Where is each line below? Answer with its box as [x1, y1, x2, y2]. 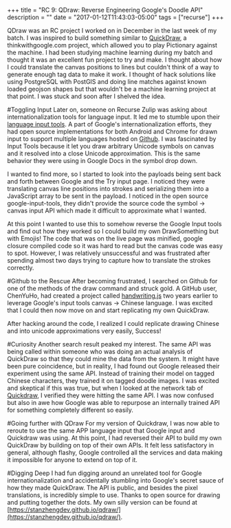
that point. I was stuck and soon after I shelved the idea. [7, 92, 166, 100]
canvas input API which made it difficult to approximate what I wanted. [7, 206, 207, 214]
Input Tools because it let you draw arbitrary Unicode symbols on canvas [7, 142, 214, 150]
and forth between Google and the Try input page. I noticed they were [7, 177, 206, 185]
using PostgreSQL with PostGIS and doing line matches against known [7, 78, 207, 85]
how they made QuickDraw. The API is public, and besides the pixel [7, 484, 198, 492]
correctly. [7, 264, 34, 272]
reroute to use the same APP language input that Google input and [7, 426, 195, 434]
